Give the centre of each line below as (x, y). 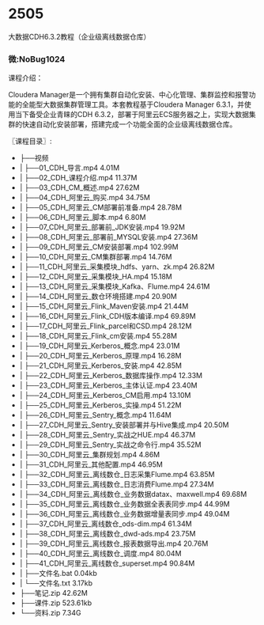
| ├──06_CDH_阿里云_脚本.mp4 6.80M (83, 218)
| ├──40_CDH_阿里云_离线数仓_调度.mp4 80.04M (100, 554)
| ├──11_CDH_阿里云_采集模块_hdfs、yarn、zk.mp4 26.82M (117, 267)
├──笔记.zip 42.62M (54, 593)
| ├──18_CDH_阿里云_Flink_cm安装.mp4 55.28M (98, 336)
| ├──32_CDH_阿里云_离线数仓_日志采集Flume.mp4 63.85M (117, 475)
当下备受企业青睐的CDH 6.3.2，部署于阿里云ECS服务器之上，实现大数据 (132, 115)
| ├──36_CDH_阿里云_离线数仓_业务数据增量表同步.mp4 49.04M (124, 514)
